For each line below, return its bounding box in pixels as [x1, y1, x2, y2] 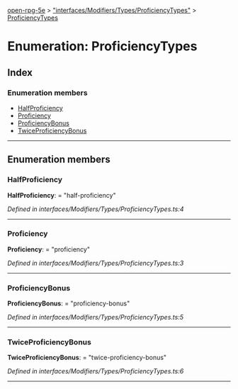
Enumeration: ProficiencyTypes [7, 38, 198, 55]
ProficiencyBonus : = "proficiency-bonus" [7, 299, 130, 308]
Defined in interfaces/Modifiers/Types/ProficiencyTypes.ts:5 [7, 313, 184, 322]
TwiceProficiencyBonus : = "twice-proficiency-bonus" [7, 354, 167, 362]
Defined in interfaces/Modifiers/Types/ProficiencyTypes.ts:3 [7, 259, 184, 267]
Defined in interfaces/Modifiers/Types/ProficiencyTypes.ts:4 [7, 205, 184, 213]
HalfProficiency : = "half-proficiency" [7, 191, 116, 199]
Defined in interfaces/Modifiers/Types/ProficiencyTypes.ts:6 [7, 367, 184, 376]
